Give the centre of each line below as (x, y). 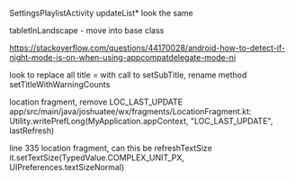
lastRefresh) (32, 131)
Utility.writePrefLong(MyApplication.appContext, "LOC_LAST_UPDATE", (141, 121)
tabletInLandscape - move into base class (87, 30)
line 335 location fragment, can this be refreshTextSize (111, 148)
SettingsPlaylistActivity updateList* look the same (101, 13)
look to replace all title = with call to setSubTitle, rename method (128, 75)
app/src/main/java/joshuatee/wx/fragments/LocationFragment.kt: (130, 111)
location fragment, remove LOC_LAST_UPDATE (96, 102)
